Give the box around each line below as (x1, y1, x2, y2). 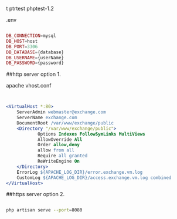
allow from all (37, 147, 75, 153)
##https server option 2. (6, 191, 65, 198)
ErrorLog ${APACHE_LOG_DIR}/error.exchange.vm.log (16, 169, 143, 175)
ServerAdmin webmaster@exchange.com (16, 109, 107, 115)
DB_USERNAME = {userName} (6, 55, 64, 60)
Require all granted (37, 153, 88, 159)
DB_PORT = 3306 (6, 43, 38, 49)
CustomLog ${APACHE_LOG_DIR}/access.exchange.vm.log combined (16, 174, 172, 181)
